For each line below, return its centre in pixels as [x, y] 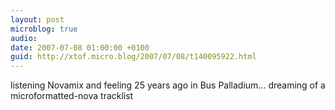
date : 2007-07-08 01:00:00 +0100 [80, 47]
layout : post [37, 19]
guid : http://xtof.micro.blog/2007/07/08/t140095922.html [133, 57]
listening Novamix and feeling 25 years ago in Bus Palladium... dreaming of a [168, 85]
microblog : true [44, 29]
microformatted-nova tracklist [72, 96]
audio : [24, 38]
